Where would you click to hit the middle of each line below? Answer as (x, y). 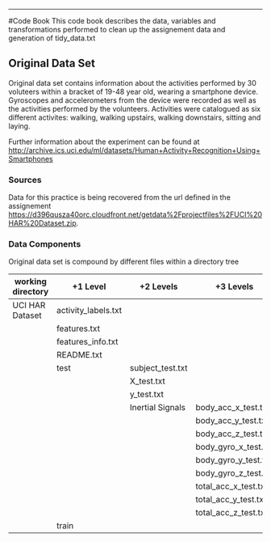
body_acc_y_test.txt (232, 421)
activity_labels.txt (89, 311)
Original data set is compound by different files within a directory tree (124, 262)
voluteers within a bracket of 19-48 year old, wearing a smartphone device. (133, 91)
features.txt (78, 328)
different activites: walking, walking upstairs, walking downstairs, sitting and (135, 117)
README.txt (79, 355)
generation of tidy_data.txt (52, 38)
